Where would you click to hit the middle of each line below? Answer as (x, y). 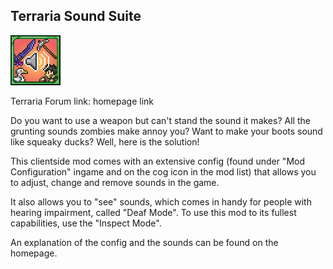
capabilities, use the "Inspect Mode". (86, 223)
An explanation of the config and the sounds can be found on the (144, 242)
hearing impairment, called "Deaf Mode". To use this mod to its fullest (153, 212)
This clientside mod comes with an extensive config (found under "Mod (158, 161)
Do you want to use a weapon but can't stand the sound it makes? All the (160, 120)
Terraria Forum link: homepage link (82, 101)
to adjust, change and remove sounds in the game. (115, 182)
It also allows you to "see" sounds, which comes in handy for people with (161, 201)
